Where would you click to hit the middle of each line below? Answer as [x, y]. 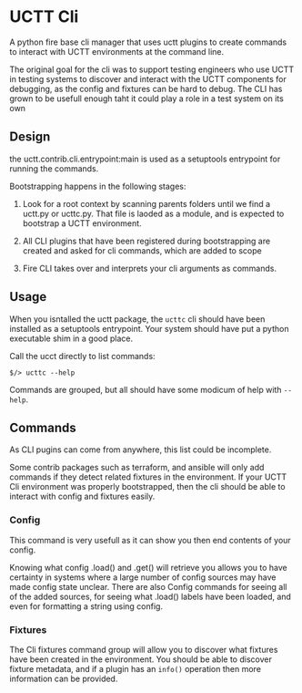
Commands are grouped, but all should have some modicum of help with [146, 389]
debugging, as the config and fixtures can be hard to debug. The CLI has [146, 88]
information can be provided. [64, 678]
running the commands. [54, 168]
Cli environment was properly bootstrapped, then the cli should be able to [147, 487]
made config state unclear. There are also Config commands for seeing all [148, 586]
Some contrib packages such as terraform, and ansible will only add [137, 468]
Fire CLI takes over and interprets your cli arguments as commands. [150, 268]
